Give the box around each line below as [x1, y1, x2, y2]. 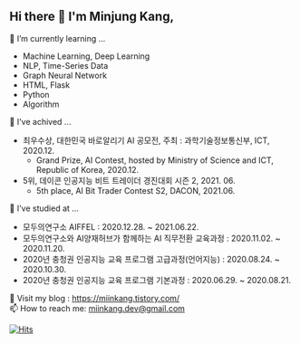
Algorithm [22, 99, 60, 110]
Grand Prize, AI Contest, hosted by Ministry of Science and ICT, [35, 155, 275, 166]
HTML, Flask [22, 79, 71, 91]
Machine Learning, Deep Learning [22, 51, 150, 62]
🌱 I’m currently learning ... [9, 33, 106, 43]
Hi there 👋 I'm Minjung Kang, [9, 9, 175, 24]
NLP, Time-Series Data [22, 60, 109, 71]
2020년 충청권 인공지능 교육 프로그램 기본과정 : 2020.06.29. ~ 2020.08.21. [22, 274, 292, 285]
